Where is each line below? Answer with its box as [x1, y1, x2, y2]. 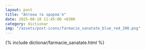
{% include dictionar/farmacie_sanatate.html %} [5, 39, 105, 45]
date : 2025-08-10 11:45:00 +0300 [5, 16, 76, 21]
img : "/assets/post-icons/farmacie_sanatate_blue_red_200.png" [5, 26, 141, 31]
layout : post [5, 7, 33, 12]
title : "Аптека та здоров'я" [5, 12, 66, 17]
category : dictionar [5, 21, 49, 26]
